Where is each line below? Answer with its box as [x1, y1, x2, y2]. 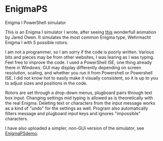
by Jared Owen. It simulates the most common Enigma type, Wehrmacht [5, 34, 151, 40]
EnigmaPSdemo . [5, 130, 39, 136]
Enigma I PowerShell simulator [5, 20, 66, 25]
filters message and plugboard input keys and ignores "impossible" [5, 110, 141, 116]
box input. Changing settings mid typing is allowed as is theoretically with [5, 94, 153, 101]
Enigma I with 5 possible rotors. [5, 39, 69, 45]
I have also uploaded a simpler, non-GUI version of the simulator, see [5, 125, 144, 131]
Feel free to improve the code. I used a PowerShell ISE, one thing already [5, 59, 152, 65]
